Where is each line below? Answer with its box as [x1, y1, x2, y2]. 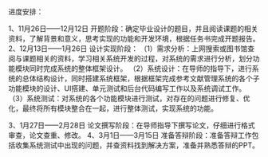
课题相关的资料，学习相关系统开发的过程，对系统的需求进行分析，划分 [22, 54, 253, 63]
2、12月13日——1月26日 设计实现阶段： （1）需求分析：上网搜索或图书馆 [8, 44, 248, 53]
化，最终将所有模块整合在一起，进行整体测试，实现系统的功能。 [8, 104, 218, 113]
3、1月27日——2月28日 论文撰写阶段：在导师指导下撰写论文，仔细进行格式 [8, 120, 255, 130]
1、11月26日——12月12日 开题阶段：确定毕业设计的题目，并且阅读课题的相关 [8, 24, 258, 33]
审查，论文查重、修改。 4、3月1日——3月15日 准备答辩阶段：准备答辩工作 [8, 131, 252, 139]
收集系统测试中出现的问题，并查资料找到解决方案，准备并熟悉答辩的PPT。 [14, 140, 259, 150]
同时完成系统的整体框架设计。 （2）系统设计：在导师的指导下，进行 [29, 64, 253, 73]
